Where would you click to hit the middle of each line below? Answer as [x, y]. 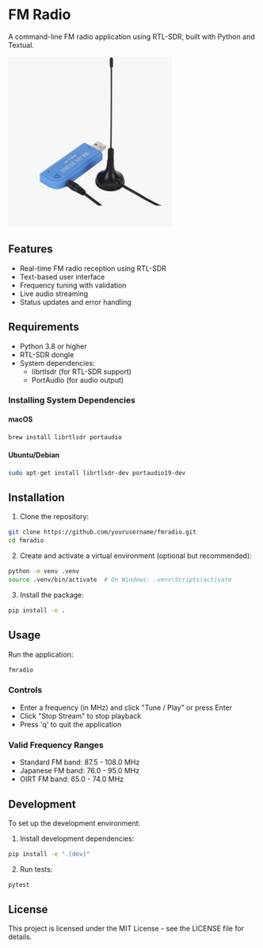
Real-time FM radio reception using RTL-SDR [93, 268]
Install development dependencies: [77, 838]
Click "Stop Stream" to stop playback [80, 715]
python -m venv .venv [44, 572]
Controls [25, 690]
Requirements [44, 327]
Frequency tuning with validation [73, 285]
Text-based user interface [62, 276]
